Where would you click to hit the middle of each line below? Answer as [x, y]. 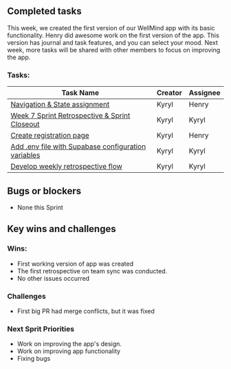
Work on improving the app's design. [69, 344]
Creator [169, 93]
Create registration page [50, 136]
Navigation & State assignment [60, 105]
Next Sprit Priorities [41, 328]
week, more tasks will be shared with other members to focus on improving [114, 50]
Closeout [25, 125]
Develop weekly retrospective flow [66, 167]
